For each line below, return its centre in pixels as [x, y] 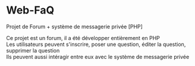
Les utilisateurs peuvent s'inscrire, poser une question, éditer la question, [96, 44]
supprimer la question [33, 50]
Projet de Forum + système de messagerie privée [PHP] [74, 27]
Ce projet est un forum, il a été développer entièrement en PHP [83, 38]
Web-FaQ [30, 10]
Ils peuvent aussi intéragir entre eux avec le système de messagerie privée [98, 57]
